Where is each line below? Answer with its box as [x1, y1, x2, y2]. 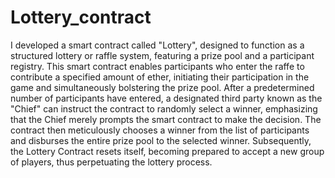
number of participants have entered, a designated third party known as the [10, 92, 323, 104]
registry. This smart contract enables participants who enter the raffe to [10, 60, 305, 72]
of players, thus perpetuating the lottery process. [10, 156, 213, 168]
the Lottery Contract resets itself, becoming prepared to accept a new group [10, 145, 325, 157]
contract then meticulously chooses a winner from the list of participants [10, 124, 310, 136]
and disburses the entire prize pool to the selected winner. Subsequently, [10, 134, 312, 146]
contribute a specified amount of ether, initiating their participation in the [10, 71, 310, 83]
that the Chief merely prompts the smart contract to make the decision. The [10, 113, 322, 125]
